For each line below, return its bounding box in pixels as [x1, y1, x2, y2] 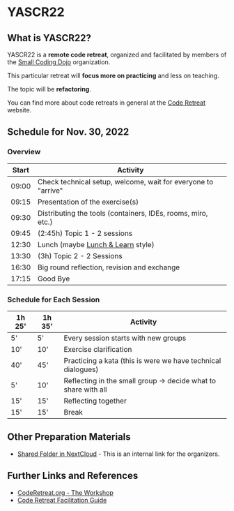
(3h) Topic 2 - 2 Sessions [37, 251, 123, 260]
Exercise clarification [63, 344, 132, 354]
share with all [63, 385, 107, 394]
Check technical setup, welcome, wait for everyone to [37, 177, 214, 186]
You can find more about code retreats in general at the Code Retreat [7, 98, 206, 107]
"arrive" [37, 186, 63, 195]
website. [7, 106, 32, 114]
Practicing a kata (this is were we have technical [63, 355, 221, 365]
